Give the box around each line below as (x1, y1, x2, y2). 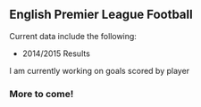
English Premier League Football (9, 7, 194, 22)
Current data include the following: (9, 30, 137, 41)
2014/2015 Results (21, 48, 91, 59)
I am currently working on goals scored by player (9, 65, 190, 76)
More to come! (9, 87, 74, 100)
